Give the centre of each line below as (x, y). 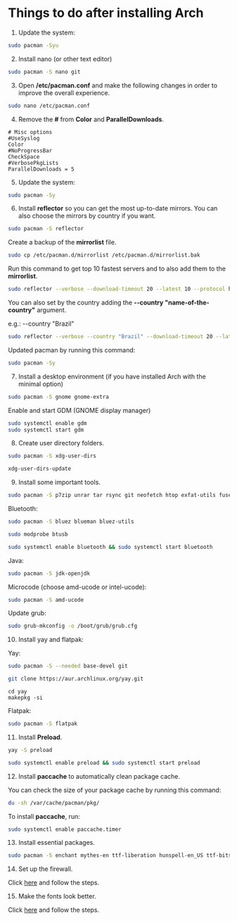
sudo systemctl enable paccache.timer (65, 829)
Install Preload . (40, 737)
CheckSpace (24, 156)
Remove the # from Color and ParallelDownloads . (91, 119)
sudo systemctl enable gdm (47, 423)
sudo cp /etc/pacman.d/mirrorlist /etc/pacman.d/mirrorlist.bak (104, 255)
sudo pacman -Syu (33, 45)
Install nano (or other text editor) (65, 58)
